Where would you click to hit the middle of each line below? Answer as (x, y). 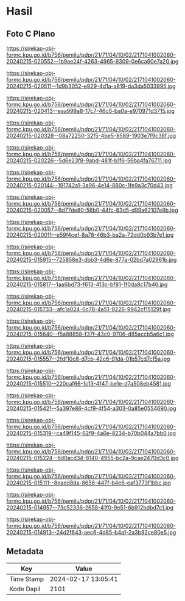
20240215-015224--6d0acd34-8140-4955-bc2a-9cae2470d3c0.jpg (92, 458)
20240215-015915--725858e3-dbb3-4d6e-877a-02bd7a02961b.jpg (92, 260)
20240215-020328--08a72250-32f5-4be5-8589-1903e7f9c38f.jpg (91, 136)
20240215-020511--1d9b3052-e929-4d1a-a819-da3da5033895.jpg (91, 86)
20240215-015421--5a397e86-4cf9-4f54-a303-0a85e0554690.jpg (91, 408)
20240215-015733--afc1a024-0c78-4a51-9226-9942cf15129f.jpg (89, 309)
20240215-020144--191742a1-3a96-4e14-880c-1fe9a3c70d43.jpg (90, 185)
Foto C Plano (31, 34)
